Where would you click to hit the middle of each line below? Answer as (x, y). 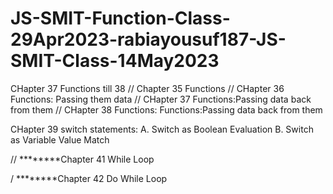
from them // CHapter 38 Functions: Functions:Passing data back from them (166, 109)
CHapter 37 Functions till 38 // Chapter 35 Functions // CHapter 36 (147, 88)
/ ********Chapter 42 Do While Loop (89, 178)
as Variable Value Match (60, 139)
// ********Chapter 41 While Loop (82, 159)
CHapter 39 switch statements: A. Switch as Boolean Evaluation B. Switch (162, 129)
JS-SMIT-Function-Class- (120, 18)
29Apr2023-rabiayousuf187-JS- (148, 39)
